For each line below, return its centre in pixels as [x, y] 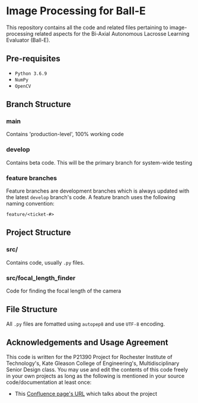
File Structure [32, 309]
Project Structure [39, 233]
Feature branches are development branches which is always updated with [98, 191]
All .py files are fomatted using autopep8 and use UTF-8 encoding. [86, 324]
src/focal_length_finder [41, 278]
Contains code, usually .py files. [45, 262]
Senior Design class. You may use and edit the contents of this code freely [97, 369]
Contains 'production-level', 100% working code [65, 134]
